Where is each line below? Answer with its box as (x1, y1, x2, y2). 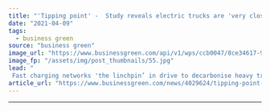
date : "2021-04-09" (8, 19, 74, 27)
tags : (8, 27, 27, 35)
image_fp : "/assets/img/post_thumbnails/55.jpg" (8, 57, 174, 65)
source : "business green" (8, 42, 95, 50)
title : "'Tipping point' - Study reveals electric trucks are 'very (8, 11, 247, 20)
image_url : (8, 49, 45, 57)
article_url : (8, 79, 52, 87)
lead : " (8, 64, 35, 72)
